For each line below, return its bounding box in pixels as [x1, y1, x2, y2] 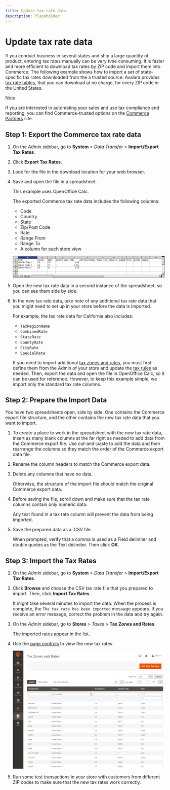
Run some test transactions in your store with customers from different [12, 774, 160, 780]
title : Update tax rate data [5, 8, 67, 13]
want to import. [5, 420, 37, 426]
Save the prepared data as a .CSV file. [12, 527, 92, 533]
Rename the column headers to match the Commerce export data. [12, 461, 151, 467]
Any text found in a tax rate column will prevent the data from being [12, 511, 153, 518]
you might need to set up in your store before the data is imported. [12, 303, 152, 309]
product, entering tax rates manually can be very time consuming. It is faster [5, 58, 164, 64]
